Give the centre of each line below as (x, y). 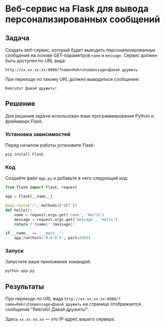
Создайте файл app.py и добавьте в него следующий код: (67, 178)
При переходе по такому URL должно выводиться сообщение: (72, 79)
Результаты (25, 287)
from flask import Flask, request (41, 187)
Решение (20, 104)
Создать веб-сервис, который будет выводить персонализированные (80, 50)
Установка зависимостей (38, 134)
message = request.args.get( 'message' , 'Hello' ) (66, 220)
